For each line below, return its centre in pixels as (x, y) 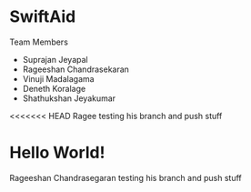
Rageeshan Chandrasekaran (76, 69)
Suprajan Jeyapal (55, 59)
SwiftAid (43, 17)
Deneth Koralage (54, 88)
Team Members (39, 42)
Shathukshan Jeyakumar (69, 98)
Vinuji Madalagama (58, 78)
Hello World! (57, 153)
